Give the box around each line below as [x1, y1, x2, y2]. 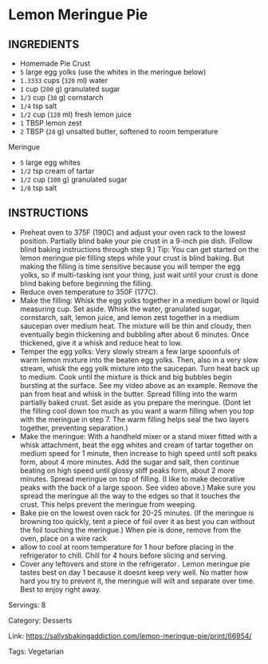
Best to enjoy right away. [19, 584, 101, 594]
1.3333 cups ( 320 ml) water [19, 76, 108, 85]
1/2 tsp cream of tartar [19, 166, 95, 175]
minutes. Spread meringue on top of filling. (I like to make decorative [19, 474, 246, 483]
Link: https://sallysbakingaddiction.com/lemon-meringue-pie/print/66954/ [8, 630, 253, 641]
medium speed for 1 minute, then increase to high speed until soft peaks [19, 448, 258, 458]
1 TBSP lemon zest [19, 118, 82, 127]
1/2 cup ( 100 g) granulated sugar [19, 174, 128, 184]
